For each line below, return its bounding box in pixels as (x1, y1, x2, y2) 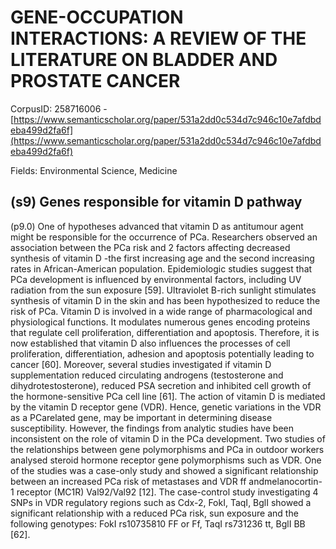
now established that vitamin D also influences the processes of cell (10, 337, 291, 349)
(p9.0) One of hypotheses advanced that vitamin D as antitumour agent (10, 220, 304, 232)
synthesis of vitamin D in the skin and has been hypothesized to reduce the (10, 294, 321, 306)
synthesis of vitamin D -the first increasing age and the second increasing (10, 252, 315, 264)
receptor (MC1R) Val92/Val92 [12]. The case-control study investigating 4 (16, 486, 319, 498)
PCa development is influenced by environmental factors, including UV (10, 273, 302, 285)
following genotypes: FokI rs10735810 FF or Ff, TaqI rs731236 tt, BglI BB (10, 517, 306, 530)
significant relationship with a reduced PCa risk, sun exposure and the (10, 507, 299, 519)
